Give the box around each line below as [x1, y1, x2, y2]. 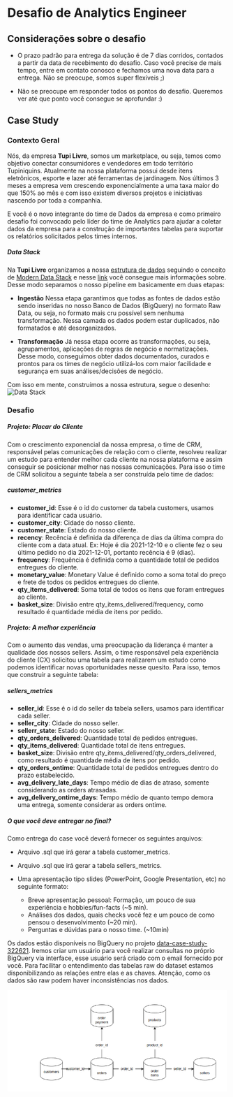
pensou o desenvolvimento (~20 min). [27, 918, 137, 927]
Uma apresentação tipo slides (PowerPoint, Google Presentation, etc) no [17, 875, 226, 883]
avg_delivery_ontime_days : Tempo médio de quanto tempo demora [17, 793, 214, 801]
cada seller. [17, 711, 51, 720]
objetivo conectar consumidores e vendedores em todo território [7, 159, 193, 167]
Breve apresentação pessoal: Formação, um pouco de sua [27, 896, 196, 904]
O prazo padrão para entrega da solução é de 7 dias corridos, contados [17, 51, 224, 59]
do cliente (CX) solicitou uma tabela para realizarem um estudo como [7, 655, 206, 664]
